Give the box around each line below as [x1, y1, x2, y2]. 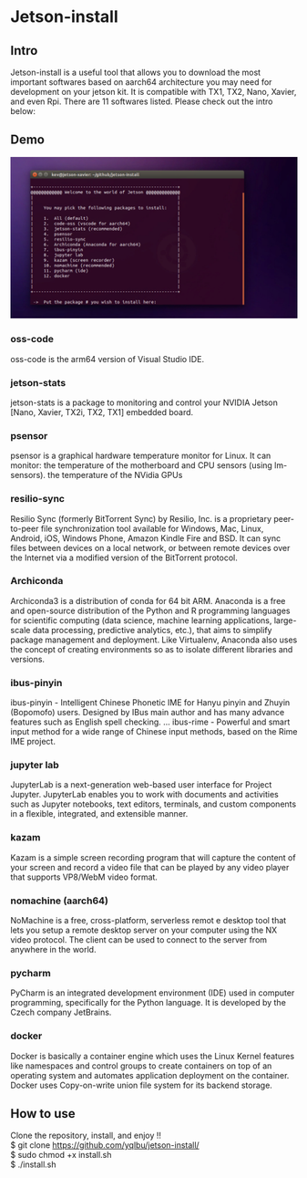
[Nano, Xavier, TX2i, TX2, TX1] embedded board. [10, 406, 194, 417]
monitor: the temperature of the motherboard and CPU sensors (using [10, 460, 272, 471]
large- [273, 614, 297, 626]
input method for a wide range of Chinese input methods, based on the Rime [10, 726, 298, 737]
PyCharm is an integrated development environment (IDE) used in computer [10, 987, 295, 998]
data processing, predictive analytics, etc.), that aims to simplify [32, 624, 272, 635]
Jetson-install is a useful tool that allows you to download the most [10, 67, 261, 78]
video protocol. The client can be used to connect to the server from [10, 933, 268, 945]
